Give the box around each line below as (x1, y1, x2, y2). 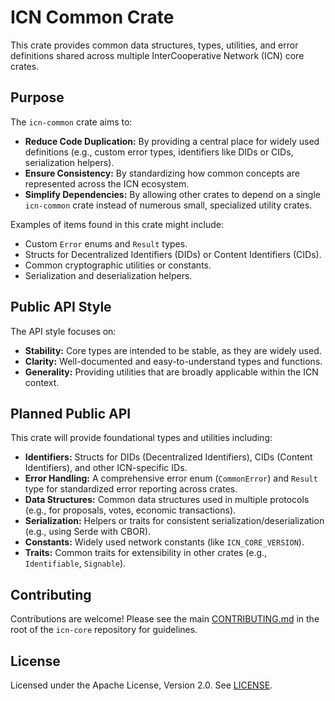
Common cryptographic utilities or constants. (24, 259, 212, 271)
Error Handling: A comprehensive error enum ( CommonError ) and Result (24, 472, 318, 485)
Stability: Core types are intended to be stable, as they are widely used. (24, 344, 322, 356)
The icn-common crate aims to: (10, 116, 133, 128)
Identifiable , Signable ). (24, 557, 127, 570)
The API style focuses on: (10, 325, 117, 337)
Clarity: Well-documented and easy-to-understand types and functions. (24, 355, 323, 367)
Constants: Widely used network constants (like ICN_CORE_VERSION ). (24, 536, 305, 548)
